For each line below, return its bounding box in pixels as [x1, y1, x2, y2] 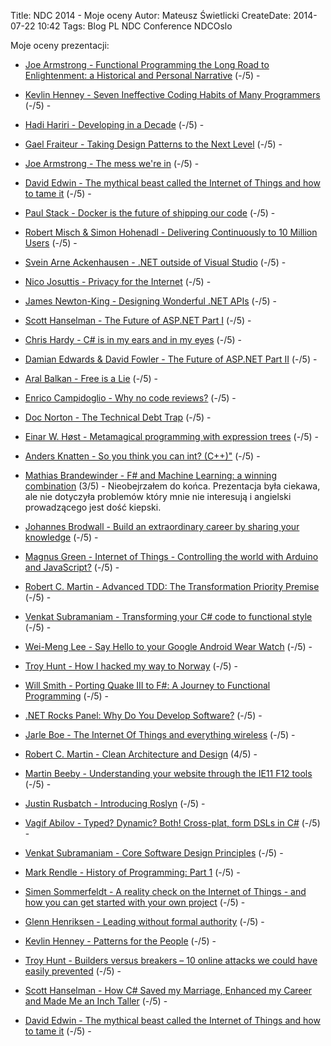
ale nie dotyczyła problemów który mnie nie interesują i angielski [24, 491, 292, 502]
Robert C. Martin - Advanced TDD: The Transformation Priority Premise [24, 581, 320, 592]
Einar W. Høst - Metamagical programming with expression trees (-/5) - [24, 431, 319, 442]
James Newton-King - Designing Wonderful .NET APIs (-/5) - [24, 295, 277, 307]
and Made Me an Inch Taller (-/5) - [24, 995, 168, 1007]
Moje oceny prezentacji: [10, 40, 110, 51]
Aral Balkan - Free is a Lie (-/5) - [24, 373, 158, 384]
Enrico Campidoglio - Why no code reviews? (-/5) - [24, 392, 237, 404]
